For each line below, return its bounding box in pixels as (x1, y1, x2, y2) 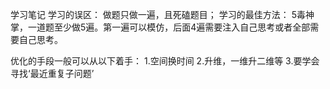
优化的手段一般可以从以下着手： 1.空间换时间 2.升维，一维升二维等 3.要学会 (10, 55, 320, 67)
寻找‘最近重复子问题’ (10, 68, 95, 79)
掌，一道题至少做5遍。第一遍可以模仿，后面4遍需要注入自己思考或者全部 (10, 21, 311, 33)
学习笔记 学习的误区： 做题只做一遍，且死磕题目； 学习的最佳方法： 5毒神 (10, 9, 315, 20)
